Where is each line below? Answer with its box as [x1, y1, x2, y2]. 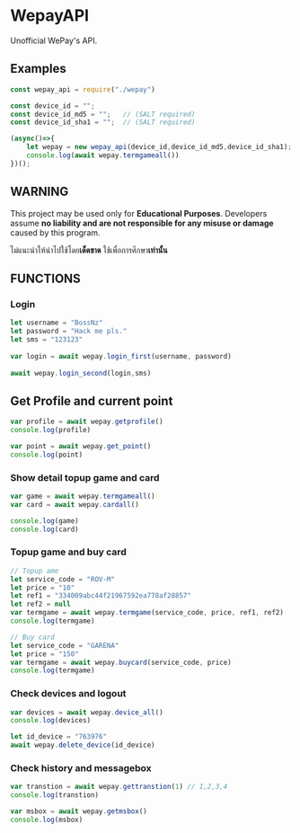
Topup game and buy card [10, 545, 127, 558]
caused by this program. [10, 226, 101, 238]
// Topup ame [10, 566, 59, 575]
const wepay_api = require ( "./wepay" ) [10, 84, 155, 94]
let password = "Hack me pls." [10, 327, 128, 336]
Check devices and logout [10, 687, 127, 700]
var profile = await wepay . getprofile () [10, 417, 164, 427]
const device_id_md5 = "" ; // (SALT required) [10, 110, 196, 119]
